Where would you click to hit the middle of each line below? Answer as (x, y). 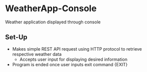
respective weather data (37, 54)
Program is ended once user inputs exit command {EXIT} (70, 64)
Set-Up (16, 37)
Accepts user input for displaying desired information (73, 59)
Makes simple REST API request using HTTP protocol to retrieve (77, 49)
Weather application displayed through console (53, 22)
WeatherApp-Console (51, 9)
